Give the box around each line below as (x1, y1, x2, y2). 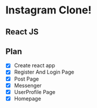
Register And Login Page (14, 68, 75, 76)
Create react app (14, 62, 55, 69)
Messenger (14, 82, 42, 89)
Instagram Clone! (5, 4, 92, 17)
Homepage (14, 95, 42, 102)
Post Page (14, 75, 39, 82)
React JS (5, 27, 39, 37)
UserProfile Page (14, 88, 56, 95)
